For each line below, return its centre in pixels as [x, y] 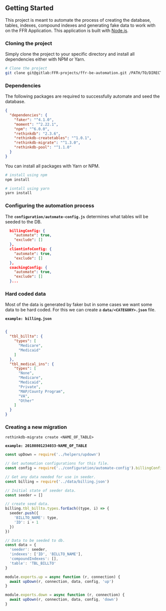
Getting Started [29, 8]
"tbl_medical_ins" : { [32, 364]
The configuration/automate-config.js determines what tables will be [77, 216]
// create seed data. [27, 504]
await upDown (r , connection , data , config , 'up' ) [62, 581]
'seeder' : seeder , [29, 550]
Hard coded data [25, 294]
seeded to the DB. [23, 222]
